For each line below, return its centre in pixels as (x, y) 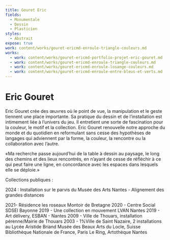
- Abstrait (21, 39)
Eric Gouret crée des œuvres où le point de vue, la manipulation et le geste (84, 111)
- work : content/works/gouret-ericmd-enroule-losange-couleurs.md (82, 67)
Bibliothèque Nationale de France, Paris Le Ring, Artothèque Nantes (76, 232)
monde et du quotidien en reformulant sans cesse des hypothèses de (78, 133)
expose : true (19, 43)
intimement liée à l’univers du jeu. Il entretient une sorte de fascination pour (84, 122)
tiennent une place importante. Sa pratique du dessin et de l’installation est (84, 116)
